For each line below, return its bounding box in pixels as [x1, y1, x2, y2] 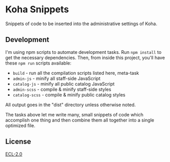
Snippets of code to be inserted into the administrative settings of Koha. [5, 21, 158, 27]
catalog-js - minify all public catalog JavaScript [12, 80, 115, 87]
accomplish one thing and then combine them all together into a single [5, 117, 155, 123]
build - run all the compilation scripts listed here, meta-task [12, 70, 140, 76]
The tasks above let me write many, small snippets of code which [5, 111, 144, 117]
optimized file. [5, 122, 35, 129]
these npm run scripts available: [5, 60, 72, 66]
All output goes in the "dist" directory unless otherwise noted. [5, 102, 136, 108]
